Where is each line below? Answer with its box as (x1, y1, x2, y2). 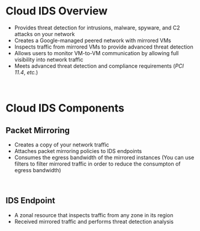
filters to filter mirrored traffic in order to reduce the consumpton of (14, 160, 181, 167)
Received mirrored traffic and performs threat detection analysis (14, 218, 174, 225)
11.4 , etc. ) (14, 68, 38, 76)
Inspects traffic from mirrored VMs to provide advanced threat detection (14, 43, 193, 50)
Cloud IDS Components (5, 101, 124, 115)
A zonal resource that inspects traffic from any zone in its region (14, 211, 174, 218)
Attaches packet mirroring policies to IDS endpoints (14, 147, 142, 154)
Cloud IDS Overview (5, 4, 108, 18)
